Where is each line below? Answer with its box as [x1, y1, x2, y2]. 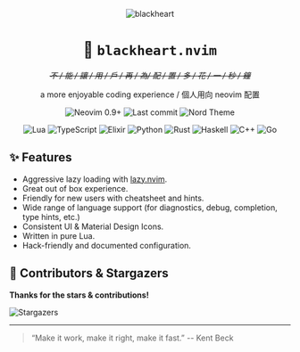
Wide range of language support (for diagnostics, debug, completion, [21, 201, 279, 213]
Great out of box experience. [21, 183, 129, 193]
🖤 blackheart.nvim [83, 40, 217, 60]
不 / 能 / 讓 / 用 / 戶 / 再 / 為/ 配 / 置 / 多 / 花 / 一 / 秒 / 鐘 [48, 70, 252, 80]
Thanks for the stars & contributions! [9, 290, 149, 300]
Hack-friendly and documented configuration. [21, 240, 192, 250]
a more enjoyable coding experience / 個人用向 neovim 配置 [39, 89, 261, 100]
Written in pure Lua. [21, 230, 96, 241]
